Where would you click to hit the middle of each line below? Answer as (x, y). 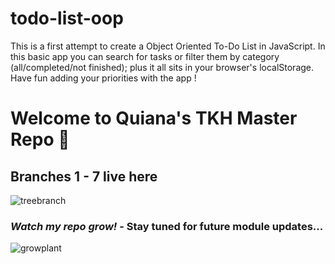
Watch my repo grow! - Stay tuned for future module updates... (167, 226)
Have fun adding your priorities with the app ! (103, 78)
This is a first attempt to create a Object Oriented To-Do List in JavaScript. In (168, 46)
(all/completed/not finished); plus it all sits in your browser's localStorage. (162, 67)
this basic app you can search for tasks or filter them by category (145, 56)
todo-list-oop (67, 18)
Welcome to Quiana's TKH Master (154, 118)
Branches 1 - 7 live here (84, 176)
